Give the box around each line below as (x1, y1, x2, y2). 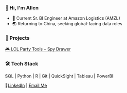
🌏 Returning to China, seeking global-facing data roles (12, 21, 123, 27)
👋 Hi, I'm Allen (5, 4, 39, 11)
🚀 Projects (5, 35, 30, 42)
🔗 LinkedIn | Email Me (5, 82, 47, 88)
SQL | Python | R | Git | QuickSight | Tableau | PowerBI (5, 73, 113, 79)
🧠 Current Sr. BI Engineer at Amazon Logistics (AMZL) (12, 15, 121, 21)
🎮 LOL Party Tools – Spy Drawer (5, 46, 71, 52)
